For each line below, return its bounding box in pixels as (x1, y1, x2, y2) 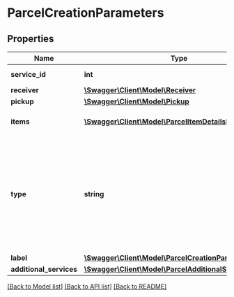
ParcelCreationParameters (7, 5, 164, 21)
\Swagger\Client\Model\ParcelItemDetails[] (84, 117, 232, 126)
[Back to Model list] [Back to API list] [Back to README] (7, 282, 167, 291)
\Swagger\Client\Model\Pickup (84, 96, 189, 106)
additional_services (10, 264, 78, 274)
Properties (7, 33, 54, 45)
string (84, 189, 104, 198)
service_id (10, 70, 47, 79)
